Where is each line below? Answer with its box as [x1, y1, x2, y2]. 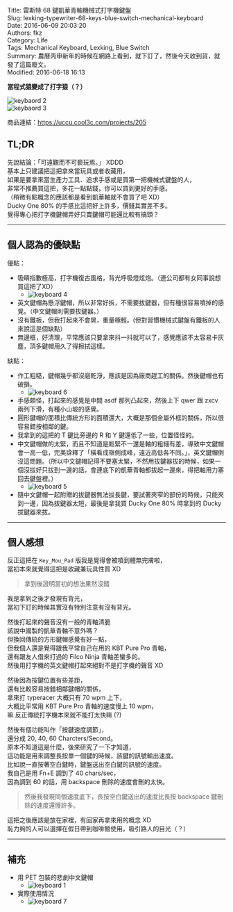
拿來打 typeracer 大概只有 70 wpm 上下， [7, 694, 126, 702]
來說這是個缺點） [17, 324, 67, 332]
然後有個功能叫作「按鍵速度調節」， [7, 726, 107, 734]
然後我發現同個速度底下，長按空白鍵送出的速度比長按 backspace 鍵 [24, 792, 218, 801]
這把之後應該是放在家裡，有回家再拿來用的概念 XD [7, 816, 151, 824]
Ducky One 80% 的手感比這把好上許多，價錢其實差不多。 [7, 201, 172, 210]
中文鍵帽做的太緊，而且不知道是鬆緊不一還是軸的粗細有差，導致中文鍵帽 [17, 439, 224, 448]
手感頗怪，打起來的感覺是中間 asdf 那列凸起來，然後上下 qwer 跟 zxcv [17, 396, 218, 405]
